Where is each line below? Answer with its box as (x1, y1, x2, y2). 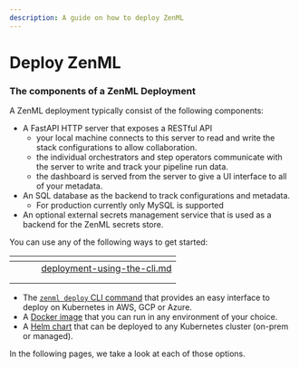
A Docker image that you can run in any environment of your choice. (22, 312, 278, 323)
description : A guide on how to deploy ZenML (9, 13, 184, 23)
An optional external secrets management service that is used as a (22, 209, 272, 220)
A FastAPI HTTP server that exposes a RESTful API (22, 123, 213, 134)
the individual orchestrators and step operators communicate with (35, 151, 283, 163)
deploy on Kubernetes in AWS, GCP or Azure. (22, 302, 193, 313)
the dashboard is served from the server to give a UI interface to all (35, 171, 287, 182)
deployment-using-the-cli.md (41, 262, 172, 275)
